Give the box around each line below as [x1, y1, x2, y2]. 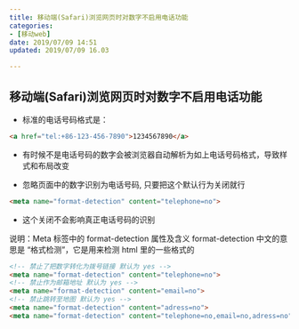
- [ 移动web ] [9, 29, 51, 38]
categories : [9, 21, 53, 30]
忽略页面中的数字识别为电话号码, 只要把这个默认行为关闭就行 [21, 179, 246, 189]
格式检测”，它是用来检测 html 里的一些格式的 [30, 244, 195, 254]
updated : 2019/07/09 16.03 [9, 46, 109, 55]
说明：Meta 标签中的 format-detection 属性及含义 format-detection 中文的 [9, 233, 280, 244]
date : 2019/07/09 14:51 [9, 37, 98, 47]
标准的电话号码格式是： [21, 114, 109, 124]
